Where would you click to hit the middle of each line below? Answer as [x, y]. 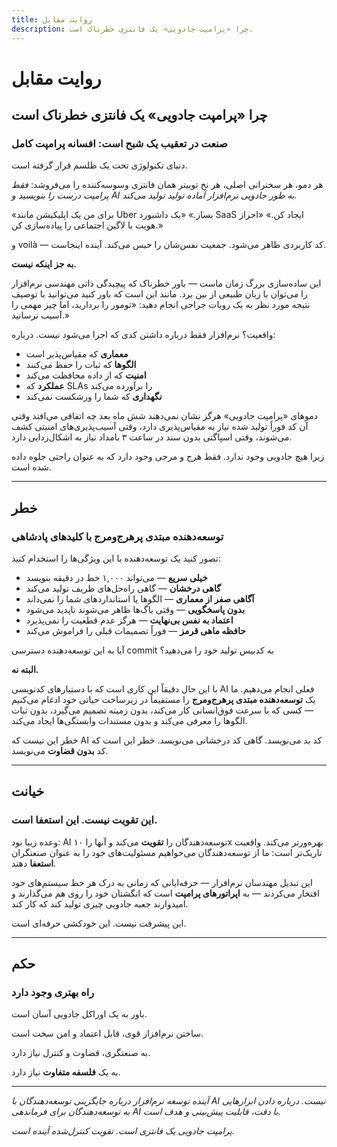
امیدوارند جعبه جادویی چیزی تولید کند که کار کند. [100, 903]
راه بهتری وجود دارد [53, 993]
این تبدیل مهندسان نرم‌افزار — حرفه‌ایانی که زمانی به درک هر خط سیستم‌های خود [162, 882]
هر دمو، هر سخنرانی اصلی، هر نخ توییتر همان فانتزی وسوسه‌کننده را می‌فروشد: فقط [167, 185]
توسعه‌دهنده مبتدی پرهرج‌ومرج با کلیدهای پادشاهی [117, 536]
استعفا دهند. [34, 863]
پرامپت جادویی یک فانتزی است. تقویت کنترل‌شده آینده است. [123, 1131]
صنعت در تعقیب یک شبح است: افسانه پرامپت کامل [119, 143]
